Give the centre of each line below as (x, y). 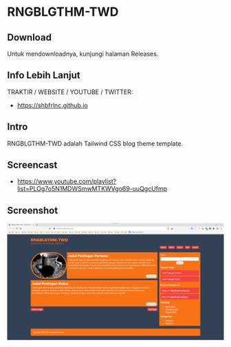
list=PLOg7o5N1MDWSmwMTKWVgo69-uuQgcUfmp (92, 189)
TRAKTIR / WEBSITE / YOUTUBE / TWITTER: (70, 92)
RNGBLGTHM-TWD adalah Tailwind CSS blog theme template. (95, 143)
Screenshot (33, 210)
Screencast (32, 165)
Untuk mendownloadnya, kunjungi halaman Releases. (83, 54)
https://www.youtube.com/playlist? (67, 181)
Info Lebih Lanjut (44, 75)
